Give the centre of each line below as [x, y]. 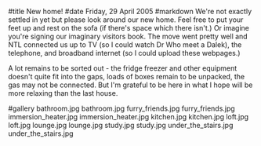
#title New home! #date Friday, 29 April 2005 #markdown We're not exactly [130, 11]
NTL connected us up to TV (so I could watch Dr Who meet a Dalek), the [125, 45]
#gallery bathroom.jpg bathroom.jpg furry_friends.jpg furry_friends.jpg [121, 108]
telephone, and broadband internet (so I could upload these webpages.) [124, 53]
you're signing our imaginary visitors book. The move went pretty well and [128, 36]
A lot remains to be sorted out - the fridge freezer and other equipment [123, 68]
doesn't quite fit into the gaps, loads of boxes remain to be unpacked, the [127, 77]
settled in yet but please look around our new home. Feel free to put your [126, 20]
